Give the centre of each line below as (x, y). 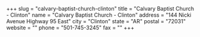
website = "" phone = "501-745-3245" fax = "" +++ (70, 27)
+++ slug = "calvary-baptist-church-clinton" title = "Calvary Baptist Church (100, 9)
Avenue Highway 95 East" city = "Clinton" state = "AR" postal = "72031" (96, 21)
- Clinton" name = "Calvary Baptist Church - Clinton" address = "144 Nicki (99, 15)
